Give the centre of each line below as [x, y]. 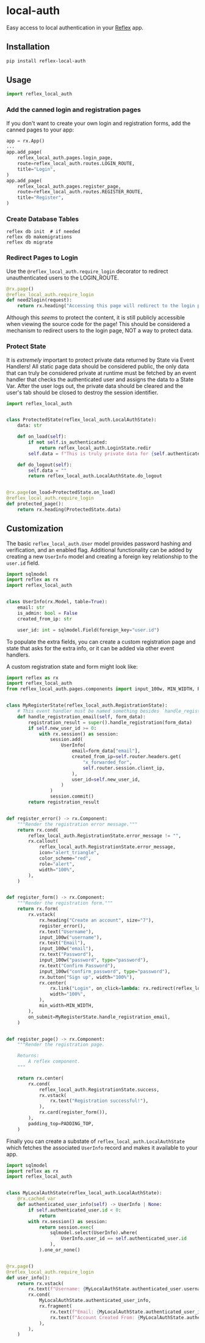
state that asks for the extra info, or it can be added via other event [90, 648]
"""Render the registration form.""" [65, 903]
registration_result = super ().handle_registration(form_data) [110, 723]
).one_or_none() [59, 1250]
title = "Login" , [37, 169]
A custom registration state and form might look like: [72, 666]
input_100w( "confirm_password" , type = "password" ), [105, 971]
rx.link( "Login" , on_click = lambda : [95, 989]
